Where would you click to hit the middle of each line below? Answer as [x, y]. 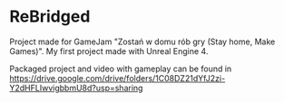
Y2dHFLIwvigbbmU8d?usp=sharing [76, 88]
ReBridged [50, 17]
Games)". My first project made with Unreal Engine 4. [109, 51]
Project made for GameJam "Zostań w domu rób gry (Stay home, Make [142, 42]
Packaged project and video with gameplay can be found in [121, 69]
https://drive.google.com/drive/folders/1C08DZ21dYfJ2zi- [118, 78]
